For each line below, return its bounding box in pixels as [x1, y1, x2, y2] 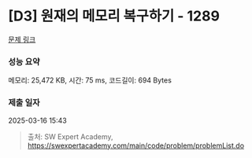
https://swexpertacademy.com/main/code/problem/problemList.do [27, 141, 245, 150]
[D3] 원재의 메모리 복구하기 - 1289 [8, 7, 220, 25]
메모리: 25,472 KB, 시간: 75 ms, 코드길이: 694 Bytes [8, 75, 172, 85]
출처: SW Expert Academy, [27, 131, 113, 141]
